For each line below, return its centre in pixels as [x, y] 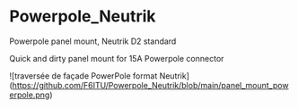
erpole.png [30, 95]
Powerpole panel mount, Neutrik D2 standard [93, 41]
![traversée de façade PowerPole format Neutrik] [100, 75]
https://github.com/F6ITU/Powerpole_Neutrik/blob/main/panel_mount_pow [150, 85]
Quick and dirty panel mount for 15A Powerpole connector [117, 58]
